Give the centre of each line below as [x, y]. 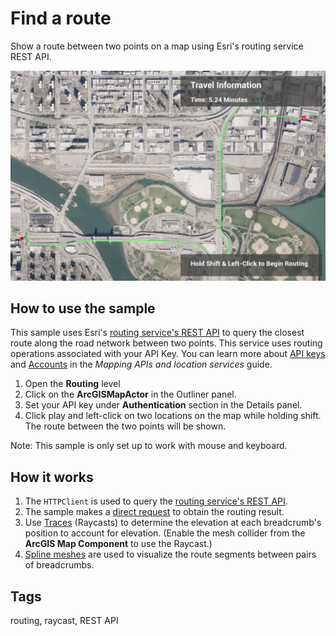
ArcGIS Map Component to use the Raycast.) [118, 544]
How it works [52, 477]
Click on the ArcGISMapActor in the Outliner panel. [130, 394]
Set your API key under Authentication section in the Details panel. [163, 405]
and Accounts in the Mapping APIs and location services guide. [141, 364]
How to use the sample [83, 308]
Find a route [61, 18]
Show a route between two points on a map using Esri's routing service [157, 46]
